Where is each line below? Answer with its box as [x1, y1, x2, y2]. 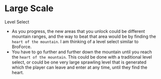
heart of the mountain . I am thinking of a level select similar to [11, 38, 139, 44]
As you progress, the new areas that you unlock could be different [11, 28, 145, 34]
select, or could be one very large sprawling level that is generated [11, 59, 147, 65]
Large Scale [4, 3, 54, 14]
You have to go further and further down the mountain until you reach [11, 49, 152, 55]
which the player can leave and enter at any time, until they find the [11, 64, 148, 70]
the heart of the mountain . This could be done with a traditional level [11, 54, 152, 60]
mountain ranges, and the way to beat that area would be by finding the [11, 33, 156, 39]
